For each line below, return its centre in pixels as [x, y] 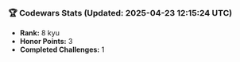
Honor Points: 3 [46, 42]
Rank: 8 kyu [39, 33]
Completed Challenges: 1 [62, 49]
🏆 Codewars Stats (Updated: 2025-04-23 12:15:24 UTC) [120, 13]
